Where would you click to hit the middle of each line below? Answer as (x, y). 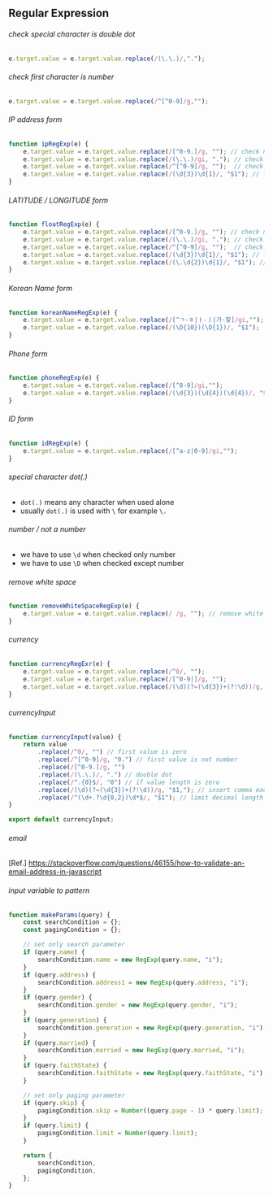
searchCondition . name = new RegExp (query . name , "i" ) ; (130, 960)
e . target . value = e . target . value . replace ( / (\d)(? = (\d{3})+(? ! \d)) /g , (143, 686)
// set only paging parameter (74, 1095)
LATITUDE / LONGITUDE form (58, 200)
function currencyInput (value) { (65, 737)
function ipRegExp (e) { (49, 144)
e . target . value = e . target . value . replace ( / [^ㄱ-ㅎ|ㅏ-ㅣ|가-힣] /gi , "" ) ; (143, 320)
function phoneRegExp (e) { (54, 378)
